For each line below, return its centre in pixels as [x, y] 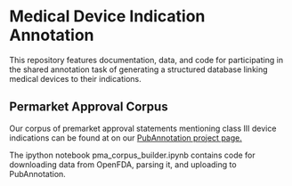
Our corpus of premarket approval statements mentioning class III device [143, 128]
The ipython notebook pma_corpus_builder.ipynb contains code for [132, 155]
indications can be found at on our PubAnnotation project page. [126, 137]
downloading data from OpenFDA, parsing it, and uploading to [123, 164]
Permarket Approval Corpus [89, 107]
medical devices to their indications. [75, 78]
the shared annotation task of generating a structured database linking [139, 69]
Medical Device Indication [107, 16]
